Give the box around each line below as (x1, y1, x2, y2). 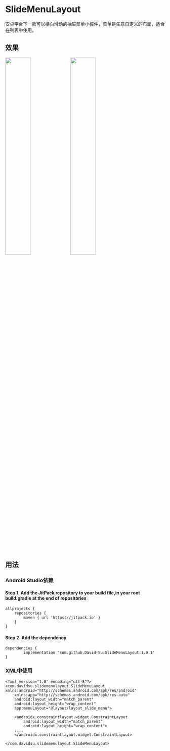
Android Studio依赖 (5, 577, 54, 584)
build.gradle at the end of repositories (5, 595, 87, 601)
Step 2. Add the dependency (5, 634, 67, 640)
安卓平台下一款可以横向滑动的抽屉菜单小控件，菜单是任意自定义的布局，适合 (5, 21, 165, 27)
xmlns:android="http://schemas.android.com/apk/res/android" (5, 688, 137, 693)
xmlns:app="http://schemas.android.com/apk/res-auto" (14, 692, 130, 697)
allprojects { (5, 606, 35, 612)
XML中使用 (5, 667, 33, 674)
